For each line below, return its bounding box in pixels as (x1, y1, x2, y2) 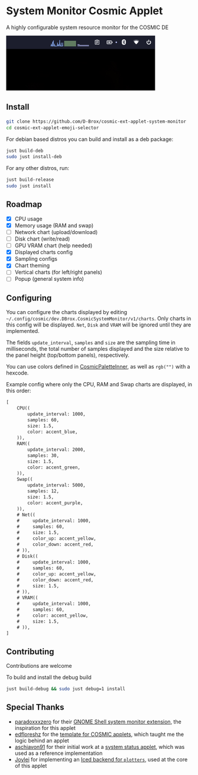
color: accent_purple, (27, 500, 83, 506)
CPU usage (14, 215, 43, 222)
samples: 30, (27, 453, 60, 459)
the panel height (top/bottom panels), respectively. (6, 351, 130, 359)
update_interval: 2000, (27, 447, 86, 453)
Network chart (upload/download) (14, 228, 98, 235)
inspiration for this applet (14, 724, 76, 731)
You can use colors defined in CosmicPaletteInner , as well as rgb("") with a (6, 363, 190, 370)
